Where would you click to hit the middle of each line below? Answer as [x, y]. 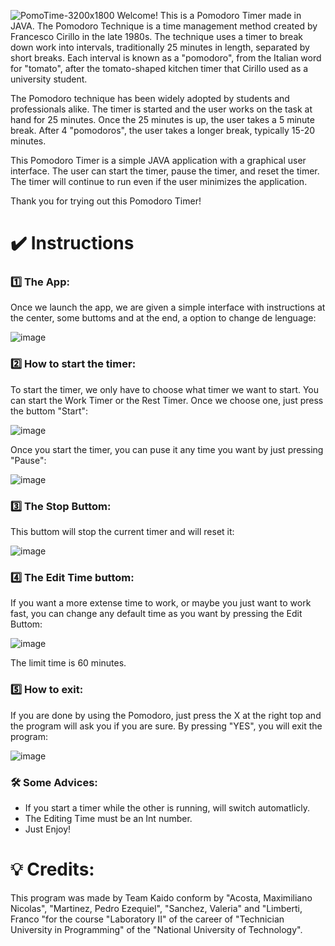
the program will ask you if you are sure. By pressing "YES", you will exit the [166, 726]
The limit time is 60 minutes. [68, 663]
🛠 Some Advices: [54, 782]
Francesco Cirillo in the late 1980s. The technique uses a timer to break [156, 36]
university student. [49, 79]
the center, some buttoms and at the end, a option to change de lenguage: [163, 318]
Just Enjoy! [48, 829]
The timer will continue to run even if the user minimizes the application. [159, 181]
